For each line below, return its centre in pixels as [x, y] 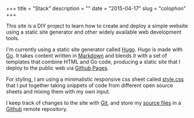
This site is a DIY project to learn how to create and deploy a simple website [97, 26]
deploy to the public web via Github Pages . [57, 68]
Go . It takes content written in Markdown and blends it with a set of [87, 56]
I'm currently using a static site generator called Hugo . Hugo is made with [94, 49]
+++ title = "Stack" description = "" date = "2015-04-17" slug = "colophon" [96, 8]
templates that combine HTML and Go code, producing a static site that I [93, 62]
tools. [13, 38]
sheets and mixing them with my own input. [58, 92]
